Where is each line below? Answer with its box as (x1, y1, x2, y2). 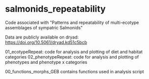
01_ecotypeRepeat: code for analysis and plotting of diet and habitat (5, 49, 143, 55)
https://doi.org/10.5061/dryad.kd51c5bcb (5, 39, 87, 45)
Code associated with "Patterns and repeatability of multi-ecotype (5, 20, 139, 25)
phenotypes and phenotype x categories (5, 59, 87, 65)
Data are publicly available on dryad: (5, 34, 79, 40)
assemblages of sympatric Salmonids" (5, 24, 83, 30)
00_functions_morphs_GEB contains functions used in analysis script (5, 68, 144, 74)
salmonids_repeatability (5, 3, 106, 15)
